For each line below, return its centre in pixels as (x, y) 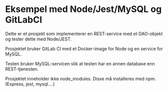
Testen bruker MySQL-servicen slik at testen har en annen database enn (80, 63)
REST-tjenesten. (22, 69)
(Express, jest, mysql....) (30, 84)
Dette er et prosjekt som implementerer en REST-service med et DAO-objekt (84, 33)
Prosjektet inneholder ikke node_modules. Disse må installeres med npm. (81, 78)
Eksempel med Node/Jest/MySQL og (83, 9)
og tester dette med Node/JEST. (38, 39)
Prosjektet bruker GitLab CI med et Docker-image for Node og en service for (84, 48)
